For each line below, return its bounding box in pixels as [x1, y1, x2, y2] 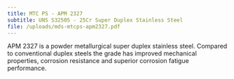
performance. [7, 64, 47, 73]
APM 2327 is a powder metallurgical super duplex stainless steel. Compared [7, 42, 228, 51]
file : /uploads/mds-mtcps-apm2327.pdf [7, 23, 121, 30]
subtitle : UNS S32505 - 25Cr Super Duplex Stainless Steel [7, 17, 184, 24]
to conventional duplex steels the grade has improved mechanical [7, 49, 198, 58]
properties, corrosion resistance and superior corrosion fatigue [7, 57, 189, 65]
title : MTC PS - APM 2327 [7, 10, 83, 17]
